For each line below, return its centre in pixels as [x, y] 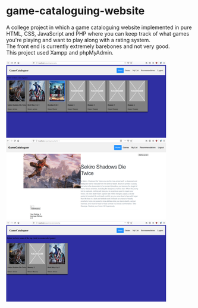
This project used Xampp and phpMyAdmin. [60, 52]
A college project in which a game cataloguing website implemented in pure [99, 27]
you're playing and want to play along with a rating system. [78, 40]
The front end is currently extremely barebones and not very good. [88, 46]
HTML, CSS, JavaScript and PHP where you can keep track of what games [98, 33]
